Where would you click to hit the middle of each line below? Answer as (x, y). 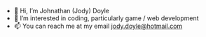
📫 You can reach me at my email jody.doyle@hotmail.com (98, 26)
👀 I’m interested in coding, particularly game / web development (106, 18)
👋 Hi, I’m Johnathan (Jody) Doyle (62, 11)
